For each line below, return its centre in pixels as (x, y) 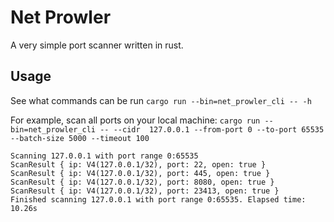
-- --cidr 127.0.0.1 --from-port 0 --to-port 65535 (212, 129)
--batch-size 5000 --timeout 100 (80, 138)
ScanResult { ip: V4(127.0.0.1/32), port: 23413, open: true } (145, 191)
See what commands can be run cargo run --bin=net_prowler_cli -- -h (161, 100)
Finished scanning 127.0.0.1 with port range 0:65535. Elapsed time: (158, 199)
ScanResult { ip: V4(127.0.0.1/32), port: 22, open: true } (138, 164)
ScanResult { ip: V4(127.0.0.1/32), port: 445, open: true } (140, 173)
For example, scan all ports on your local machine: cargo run (135, 120)
